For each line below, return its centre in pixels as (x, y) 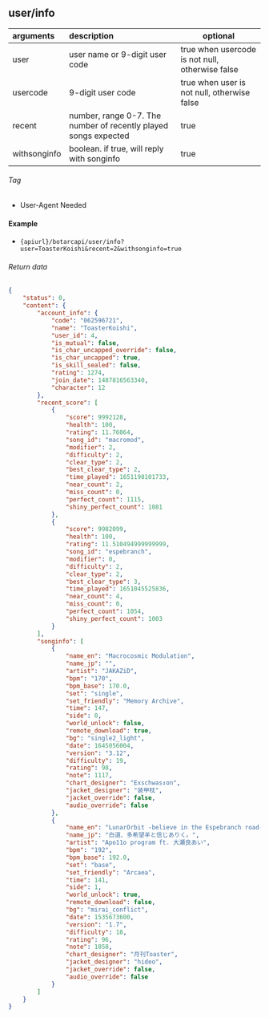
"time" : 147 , (87, 708)
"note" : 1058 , (89, 947)
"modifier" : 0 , (90, 559)
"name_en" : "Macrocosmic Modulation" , (130, 656)
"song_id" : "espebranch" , (108, 552)
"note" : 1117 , (89, 776)
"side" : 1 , (84, 887)
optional (219, 35)
